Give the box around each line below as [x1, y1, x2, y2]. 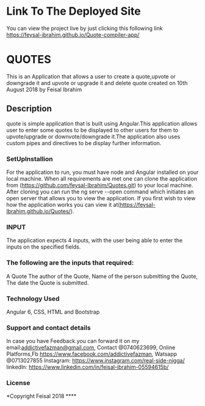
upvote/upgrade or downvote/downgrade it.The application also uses [6, 133, 181, 140]
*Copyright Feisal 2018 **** [6, 393, 77, 400]
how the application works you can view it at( [6, 201, 120, 208]
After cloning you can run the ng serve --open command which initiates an [6, 188, 194, 195]
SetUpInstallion [6, 154, 53, 163]
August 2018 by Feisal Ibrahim [6, 86, 82, 93]
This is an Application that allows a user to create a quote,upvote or [6, 72, 176, 80]
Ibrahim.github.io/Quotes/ [6, 207, 71, 215]
